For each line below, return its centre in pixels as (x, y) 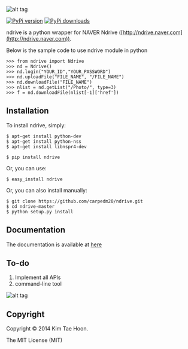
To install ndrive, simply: (36, 125)
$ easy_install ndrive (34, 179)
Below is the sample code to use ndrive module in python (77, 50)
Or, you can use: (26, 168)
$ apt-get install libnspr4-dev (46, 146)
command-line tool (38, 284)
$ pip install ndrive (33, 157)
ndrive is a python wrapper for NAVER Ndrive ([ (65, 32)
